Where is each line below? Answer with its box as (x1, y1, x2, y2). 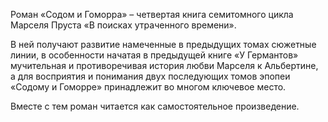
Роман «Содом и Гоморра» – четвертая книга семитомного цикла (10, 9, 294, 20)
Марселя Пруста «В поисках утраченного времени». (10, 19, 237, 31)
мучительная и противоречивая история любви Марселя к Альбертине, (10, 60, 319, 71)
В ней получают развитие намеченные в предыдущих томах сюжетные (10, 39, 317, 50)
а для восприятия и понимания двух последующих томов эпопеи (10, 70, 291, 82)
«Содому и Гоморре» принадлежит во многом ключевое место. (10, 81, 287, 93)
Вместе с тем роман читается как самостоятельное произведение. (10, 100, 300, 112)
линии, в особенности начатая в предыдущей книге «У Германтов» (10, 49, 299, 61)
